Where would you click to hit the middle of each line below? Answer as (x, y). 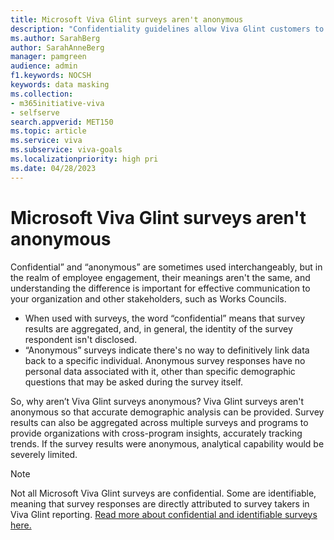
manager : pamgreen (48, 57)
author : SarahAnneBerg (57, 47)
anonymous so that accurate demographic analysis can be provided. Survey (167, 412)
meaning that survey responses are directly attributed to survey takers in (160, 503)
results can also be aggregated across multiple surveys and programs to (159, 422)
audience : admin (44, 66)
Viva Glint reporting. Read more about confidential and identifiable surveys (164, 514)
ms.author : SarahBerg (55, 38)
